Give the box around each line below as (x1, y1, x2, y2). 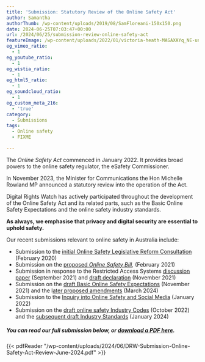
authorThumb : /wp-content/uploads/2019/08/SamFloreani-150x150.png (6, 20, 182, 26)
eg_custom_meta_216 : (6, 100, 59, 106)
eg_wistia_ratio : (6, 65, 51, 72)
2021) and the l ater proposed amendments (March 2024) (15, 287, 159, 294)
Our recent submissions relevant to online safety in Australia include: (6, 236, 179, 243)
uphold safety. (6, 224, 45, 231)
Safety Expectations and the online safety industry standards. (6, 205, 162, 213)
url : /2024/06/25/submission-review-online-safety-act (6, 32, 149, 38)
